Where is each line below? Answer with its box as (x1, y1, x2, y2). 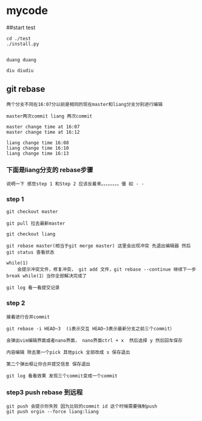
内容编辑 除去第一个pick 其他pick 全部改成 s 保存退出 (6, 349, 130, 355)
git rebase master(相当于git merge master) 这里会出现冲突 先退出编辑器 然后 (6, 243, 191, 249)
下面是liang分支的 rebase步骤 (6, 165, 93, 174)
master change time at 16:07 (6, 124, 80, 130)
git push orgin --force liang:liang (6, 408, 99, 414)
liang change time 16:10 (6, 145, 69, 151)
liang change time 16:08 (6, 139, 69, 146)
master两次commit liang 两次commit (6, 113, 93, 119)
